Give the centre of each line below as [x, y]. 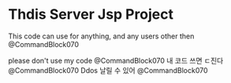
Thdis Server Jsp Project [91, 14]
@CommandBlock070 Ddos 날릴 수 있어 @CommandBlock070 [108, 70]
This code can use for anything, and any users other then [101, 36]
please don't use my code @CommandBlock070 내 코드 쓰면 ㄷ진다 [116, 60]
